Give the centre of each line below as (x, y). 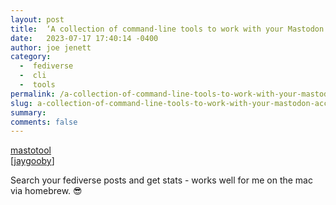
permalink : (33, 94)
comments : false (44, 122)
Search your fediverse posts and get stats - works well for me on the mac (161, 180)
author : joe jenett (51, 47)
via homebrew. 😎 (46, 191)
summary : (28, 112)
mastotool (31, 150)
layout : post (37, 19)
